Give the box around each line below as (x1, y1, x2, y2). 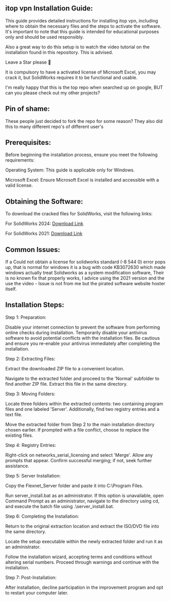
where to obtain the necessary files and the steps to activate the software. (5, 23, 162, 29)
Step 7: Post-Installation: (5, 574, 57, 581)
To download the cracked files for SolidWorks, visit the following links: (5, 211, 153, 217)
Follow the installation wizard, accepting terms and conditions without (5, 554, 152, 560)
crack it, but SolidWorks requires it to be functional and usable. (5, 74, 138, 81)
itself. (5, 286, 17, 292)
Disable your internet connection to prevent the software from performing (5, 324, 160, 330)
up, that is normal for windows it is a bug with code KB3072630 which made (5, 264, 166, 270)
